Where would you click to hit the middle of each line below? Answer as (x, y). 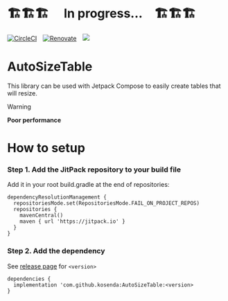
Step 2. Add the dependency (56, 251)
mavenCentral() (42, 216)
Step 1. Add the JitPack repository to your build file (94, 170)
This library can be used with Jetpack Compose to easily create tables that (114, 86)
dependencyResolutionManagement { (57, 197)
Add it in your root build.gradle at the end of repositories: (88, 185)
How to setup (46, 148)
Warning (19, 107)
